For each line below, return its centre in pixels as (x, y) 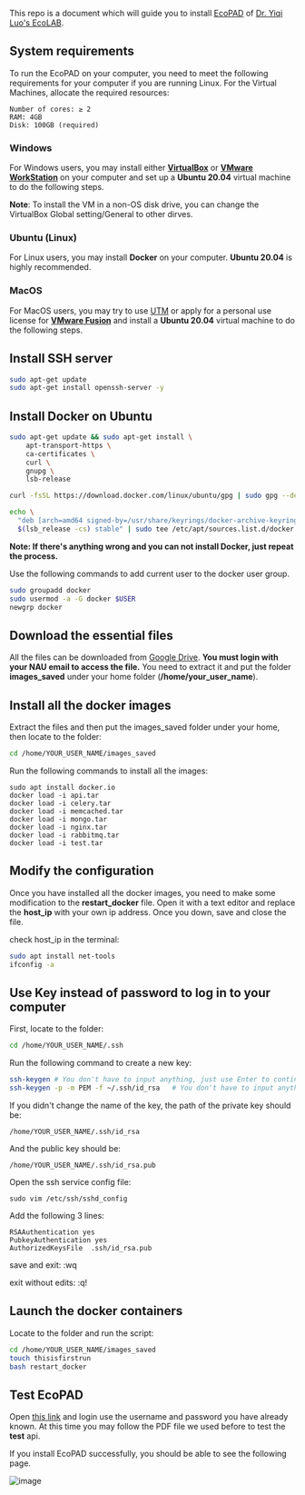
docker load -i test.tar (56, 843)
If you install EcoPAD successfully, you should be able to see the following (148, 1454)
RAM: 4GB (26, 117)
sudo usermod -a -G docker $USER (73, 599)
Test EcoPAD (47, 1395)
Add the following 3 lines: (57, 1215)
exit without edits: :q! (49, 1282)
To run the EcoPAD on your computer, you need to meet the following (139, 73)
